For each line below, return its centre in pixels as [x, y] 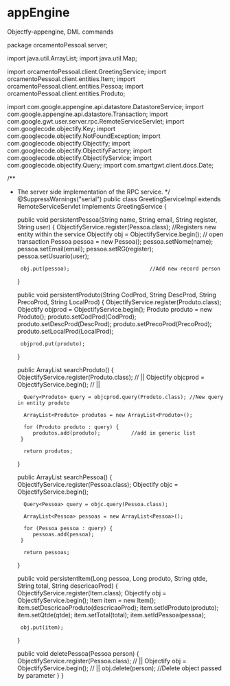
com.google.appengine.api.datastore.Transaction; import [88, 114]
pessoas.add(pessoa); [64, 534]
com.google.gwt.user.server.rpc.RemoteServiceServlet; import [96, 121]
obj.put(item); [42, 627]
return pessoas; [47, 552]
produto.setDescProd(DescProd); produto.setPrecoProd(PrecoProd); [114, 323]
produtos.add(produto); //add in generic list [114, 433]
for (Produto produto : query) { [71, 427]
